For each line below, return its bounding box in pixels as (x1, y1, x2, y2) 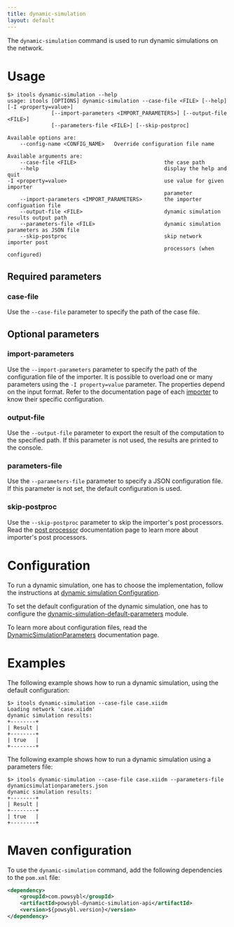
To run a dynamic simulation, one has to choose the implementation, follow (7, 581, 223, 589)
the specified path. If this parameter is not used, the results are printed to (7, 436, 219, 445)
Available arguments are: (7, 153, 83, 160)
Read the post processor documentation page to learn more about (7, 525, 198, 534)
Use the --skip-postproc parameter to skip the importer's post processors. (7, 518, 224, 526)
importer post (7, 239, 49, 246)
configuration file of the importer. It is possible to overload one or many (7, 372, 213, 381)
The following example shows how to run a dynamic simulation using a (7, 755, 212, 763)
